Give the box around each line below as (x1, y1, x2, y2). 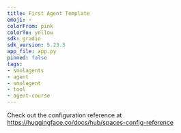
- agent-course (7, 93, 51, 100)
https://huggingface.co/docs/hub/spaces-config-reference (7, 119, 174, 126)
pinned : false (7, 55, 48, 61)
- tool (7, 86, 26, 93)
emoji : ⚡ (7, 16, 32, 23)
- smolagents (7, 67, 44, 74)
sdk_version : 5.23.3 (7, 42, 66, 48)
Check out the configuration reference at (7, 111, 122, 119)
